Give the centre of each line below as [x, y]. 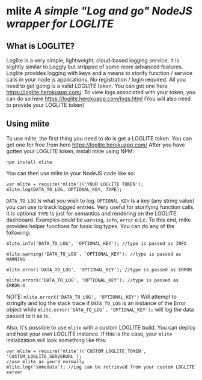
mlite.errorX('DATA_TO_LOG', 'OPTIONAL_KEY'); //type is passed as [93, 280]
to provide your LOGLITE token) [45, 105]
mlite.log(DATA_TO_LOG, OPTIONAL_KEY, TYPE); [64, 189]
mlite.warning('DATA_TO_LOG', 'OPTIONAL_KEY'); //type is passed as [94, 254]
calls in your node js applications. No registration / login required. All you [96, 80]
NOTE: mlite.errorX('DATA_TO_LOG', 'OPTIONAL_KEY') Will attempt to [92, 297]
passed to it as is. [28, 316]
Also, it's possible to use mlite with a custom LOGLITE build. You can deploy [101, 327]
